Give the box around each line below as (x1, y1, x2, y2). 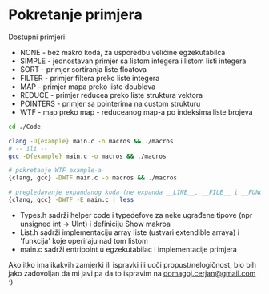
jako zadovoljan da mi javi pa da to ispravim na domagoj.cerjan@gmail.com (8, 268, 256, 278)
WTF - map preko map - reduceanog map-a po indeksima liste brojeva (19, 107, 254, 117)
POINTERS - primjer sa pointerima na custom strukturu (19, 99, 201, 108)
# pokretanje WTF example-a (8, 167, 102, 175)
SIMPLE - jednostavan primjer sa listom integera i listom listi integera (19, 56, 247, 66)
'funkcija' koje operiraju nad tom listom (19, 236, 148, 245)
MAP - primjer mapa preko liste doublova (19, 82, 156, 91)
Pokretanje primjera (8, 6, 143, 24)
